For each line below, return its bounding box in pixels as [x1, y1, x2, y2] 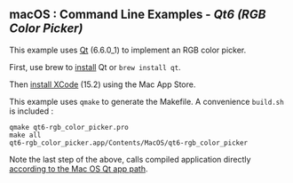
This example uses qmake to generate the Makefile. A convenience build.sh [9, 96, 284, 107]
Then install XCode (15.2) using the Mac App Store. [9, 79, 196, 90]
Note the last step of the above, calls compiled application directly [9, 154, 251, 164]
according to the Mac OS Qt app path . [9, 163, 148, 174]
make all [9, 131, 42, 139]
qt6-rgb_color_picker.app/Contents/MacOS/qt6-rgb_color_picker [9, 138, 249, 147]
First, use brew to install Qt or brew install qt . [9, 61, 181, 72]
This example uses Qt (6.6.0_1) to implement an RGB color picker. [9, 44, 247, 55]
